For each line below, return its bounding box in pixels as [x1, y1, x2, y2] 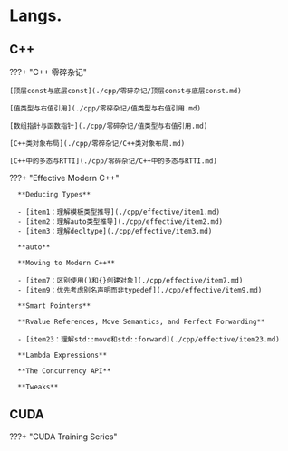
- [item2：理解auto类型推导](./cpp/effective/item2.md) [17, 217, 224, 226]
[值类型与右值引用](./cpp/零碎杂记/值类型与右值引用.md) [9, 104, 202, 113]
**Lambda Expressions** [17, 350, 107, 360]
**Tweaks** [17, 382, 59, 391]
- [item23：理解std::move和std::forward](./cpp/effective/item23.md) [17, 335, 281, 344]
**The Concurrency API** [17, 367, 111, 376]
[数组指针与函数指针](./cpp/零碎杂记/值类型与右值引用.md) [9, 121, 208, 130]
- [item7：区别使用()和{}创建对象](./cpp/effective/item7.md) [17, 276, 244, 285]
